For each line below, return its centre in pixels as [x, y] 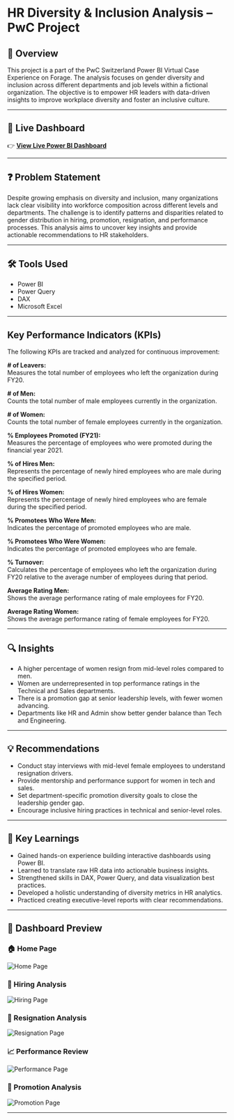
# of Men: [22, 394]
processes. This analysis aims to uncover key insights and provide [102, 227]
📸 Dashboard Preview [55, 929]
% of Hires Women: [36, 492]
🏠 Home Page [32, 948]
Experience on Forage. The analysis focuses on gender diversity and [106, 77]
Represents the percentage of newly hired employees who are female [107, 499]
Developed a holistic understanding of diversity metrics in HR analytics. [120, 892]
